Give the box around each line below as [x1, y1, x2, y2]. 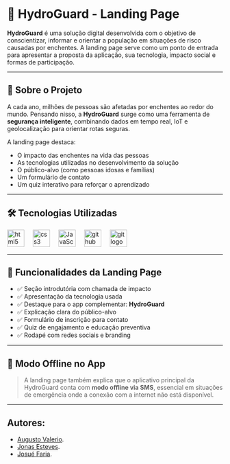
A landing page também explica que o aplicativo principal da [23, 376, 195, 384]
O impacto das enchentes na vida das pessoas [16, 151, 149, 159]
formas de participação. [7, 58, 75, 66]
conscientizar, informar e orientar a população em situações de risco [7, 36, 202, 44]
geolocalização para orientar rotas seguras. [7, 124, 130, 132]
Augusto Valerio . [16, 435, 64, 443]
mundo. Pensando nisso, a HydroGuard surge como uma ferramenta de [7, 110, 210, 118]
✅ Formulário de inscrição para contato [16, 316, 129, 324]
